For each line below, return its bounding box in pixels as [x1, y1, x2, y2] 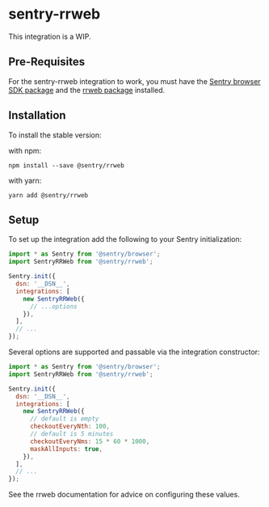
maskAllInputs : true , [29, 445, 103, 453]
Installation [8, 108, 66, 122]
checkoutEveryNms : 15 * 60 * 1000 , [29, 437, 150, 446]
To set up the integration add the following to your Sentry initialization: [8, 234, 242, 244]
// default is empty [29, 415, 99, 423]
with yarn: [8, 175, 42, 185]
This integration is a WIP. [8, 32, 91, 41]
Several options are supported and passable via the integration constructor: [8, 347, 260, 357]
